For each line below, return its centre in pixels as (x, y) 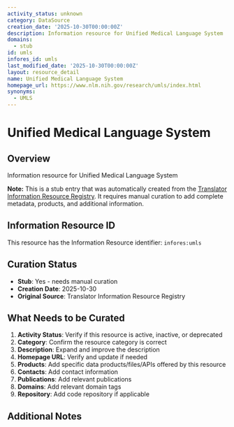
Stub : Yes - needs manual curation (67, 281)
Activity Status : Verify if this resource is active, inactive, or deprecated (120, 335)
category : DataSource (39, 20)
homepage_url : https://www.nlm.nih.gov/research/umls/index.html (104, 85)
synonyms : (22, 92)
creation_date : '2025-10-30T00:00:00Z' (65, 27)
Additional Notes (45, 416)
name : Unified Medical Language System (65, 79)
